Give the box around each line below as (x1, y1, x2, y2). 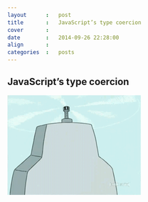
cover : (7, 26, 50, 33)
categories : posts (7, 49, 75, 56)
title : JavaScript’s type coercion (7, 18, 142, 26)
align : (7, 41, 50, 49)
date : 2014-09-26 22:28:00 (7, 34, 120, 41)
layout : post (7, 11, 72, 18)
